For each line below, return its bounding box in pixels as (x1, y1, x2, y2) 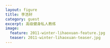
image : (5, 26, 19, 31)
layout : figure (5, 7, 38, 12)
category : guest (5, 16, 40, 21)
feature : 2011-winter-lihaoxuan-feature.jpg (10, 30, 105, 35)
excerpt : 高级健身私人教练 (5, 21, 56, 26)
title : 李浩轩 (5, 12, 33, 17)
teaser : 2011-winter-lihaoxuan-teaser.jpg (10, 35, 101, 40)
